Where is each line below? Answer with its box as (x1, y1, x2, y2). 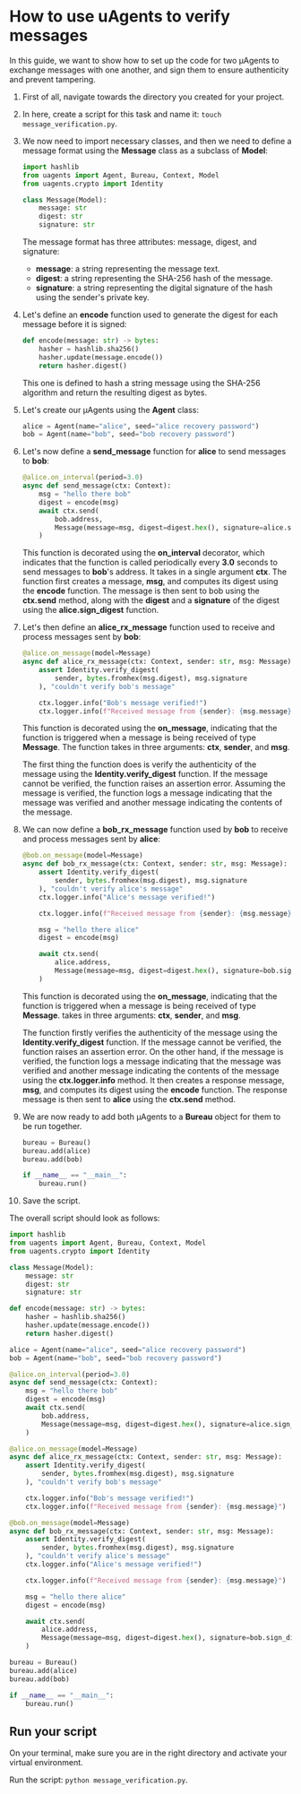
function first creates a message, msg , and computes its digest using (21, 576, 279, 587)
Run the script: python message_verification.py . (9, 1774, 188, 1785)
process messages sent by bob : (21, 632, 142, 643)
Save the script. (21, 1195, 81, 1206)
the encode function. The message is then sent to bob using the (21, 585, 260, 597)
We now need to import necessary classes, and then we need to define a (21, 135, 292, 146)
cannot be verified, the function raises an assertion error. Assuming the (21, 778, 286, 789)
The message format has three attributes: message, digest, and (21, 237, 257, 247)
